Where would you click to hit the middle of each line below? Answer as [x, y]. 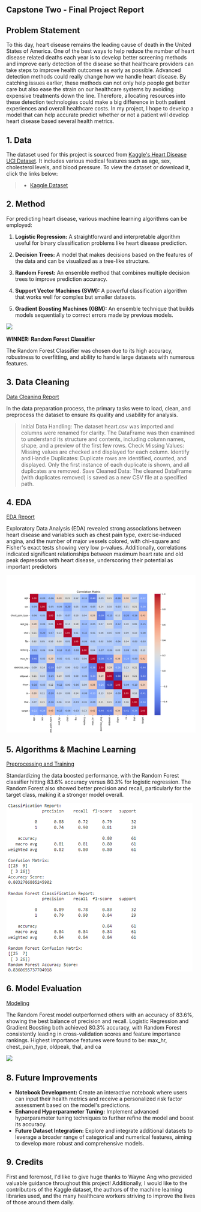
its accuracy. [31, 1124]
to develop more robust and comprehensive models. [79, 1143]
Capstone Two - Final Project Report [75, 10]
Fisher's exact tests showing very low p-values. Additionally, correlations [97, 548]
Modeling [18, 1003]
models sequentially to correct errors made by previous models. [94, 315]
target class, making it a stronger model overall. [65, 795]
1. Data [19, 140]
